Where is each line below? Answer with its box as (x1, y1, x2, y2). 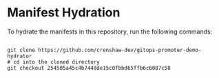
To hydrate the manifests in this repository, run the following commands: (7, 27, 213, 36)
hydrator (7, 53, 32, 60)
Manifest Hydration (7, 5, 121, 21)
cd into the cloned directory (13, 58, 100, 66)
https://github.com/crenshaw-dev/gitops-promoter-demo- (37, 47, 202, 53)
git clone (7, 47, 36, 53)
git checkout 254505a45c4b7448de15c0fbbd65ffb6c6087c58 (7, 64, 171, 71)
